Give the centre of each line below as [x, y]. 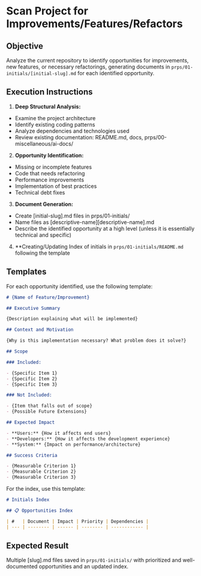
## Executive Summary [33, 308]
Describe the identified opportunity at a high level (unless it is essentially [105, 228]
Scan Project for [47, 11]
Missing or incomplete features [53, 167]
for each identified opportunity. [116, 73]
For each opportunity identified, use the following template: [79, 286]
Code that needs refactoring [50, 173]
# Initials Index [28, 500]
